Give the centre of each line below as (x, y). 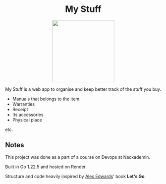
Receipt (20, 109)
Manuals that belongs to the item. (46, 99)
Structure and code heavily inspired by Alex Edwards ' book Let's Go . (76, 176)
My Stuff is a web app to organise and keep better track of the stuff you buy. (83, 89)
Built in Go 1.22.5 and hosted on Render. (46, 167)
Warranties (24, 104)
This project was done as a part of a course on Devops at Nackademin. (78, 157)
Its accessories (28, 115)
